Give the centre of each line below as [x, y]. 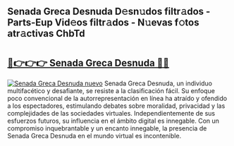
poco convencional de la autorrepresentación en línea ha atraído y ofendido [117, 98]
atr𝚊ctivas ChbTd [47, 34]
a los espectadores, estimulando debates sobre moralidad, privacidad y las [116, 106]
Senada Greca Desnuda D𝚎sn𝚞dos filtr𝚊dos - [109, 12]
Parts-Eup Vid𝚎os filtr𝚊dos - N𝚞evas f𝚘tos [103, 23]
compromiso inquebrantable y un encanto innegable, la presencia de [107, 128]
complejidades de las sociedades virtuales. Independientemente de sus [111, 113]
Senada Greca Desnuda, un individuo [159, 83]
